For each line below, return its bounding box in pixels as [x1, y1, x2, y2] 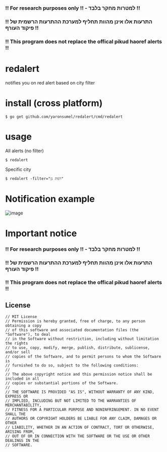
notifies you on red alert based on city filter [5, 79, 95, 85]
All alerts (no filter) [5, 148, 44, 154]
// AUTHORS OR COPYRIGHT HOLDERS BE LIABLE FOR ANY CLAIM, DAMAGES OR [5, 416, 157, 421]
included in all [5, 376, 39, 381]
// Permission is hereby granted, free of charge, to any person [5, 319, 145, 324]
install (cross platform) [5, 97, 103, 109]
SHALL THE [5, 412, 26, 417]
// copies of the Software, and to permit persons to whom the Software [5, 354, 161, 359]
